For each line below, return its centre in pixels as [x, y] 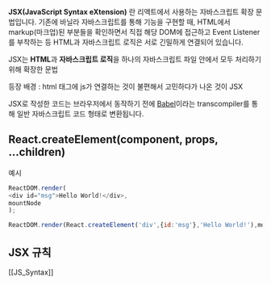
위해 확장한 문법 [33, 69]
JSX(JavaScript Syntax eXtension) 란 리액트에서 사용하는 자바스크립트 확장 [131, 12]
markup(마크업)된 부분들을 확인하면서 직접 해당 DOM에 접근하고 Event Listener [134, 32]
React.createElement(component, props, [113, 140]
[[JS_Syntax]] [31, 272]
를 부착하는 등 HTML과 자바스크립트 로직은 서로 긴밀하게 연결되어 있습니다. [126, 42]
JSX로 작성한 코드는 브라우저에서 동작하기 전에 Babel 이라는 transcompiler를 [129, 104]
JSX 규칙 [30, 252]
